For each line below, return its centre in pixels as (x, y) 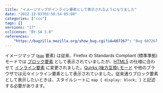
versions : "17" (20, 28)
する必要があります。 (26, 86)
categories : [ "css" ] (26, 18)
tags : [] (14, 23)
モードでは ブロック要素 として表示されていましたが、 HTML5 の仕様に (76, 62)
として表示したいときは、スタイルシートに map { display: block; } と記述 (80, 79)
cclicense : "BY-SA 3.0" (29, 32)
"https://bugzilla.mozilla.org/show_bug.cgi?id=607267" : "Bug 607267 (86, 41)
